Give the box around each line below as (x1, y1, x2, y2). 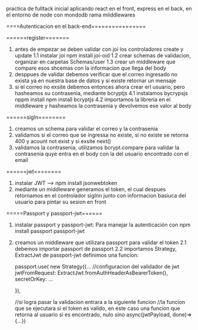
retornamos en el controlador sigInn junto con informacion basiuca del (14, 192, 186, 199)
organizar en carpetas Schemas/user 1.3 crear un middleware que (14, 59, 176, 65)
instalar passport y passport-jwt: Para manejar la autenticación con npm (14, 221, 191, 228)
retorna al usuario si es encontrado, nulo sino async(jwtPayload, (14, 311, 171, 318)
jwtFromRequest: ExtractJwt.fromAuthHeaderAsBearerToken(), (14, 269, 168, 276)
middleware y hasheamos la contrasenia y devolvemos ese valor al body (14, 102, 192, 109)
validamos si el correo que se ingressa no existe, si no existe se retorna (14, 131, 189, 138)
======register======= (6, 34, 70, 41)
